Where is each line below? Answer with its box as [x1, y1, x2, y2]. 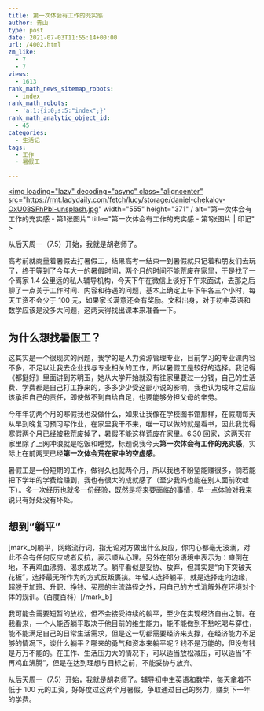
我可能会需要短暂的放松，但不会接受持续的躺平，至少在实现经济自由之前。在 [8, 609, 256, 618]
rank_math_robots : [8, 99, 68, 107]
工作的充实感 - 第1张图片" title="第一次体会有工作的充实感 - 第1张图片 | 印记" [8, 214, 255, 224]
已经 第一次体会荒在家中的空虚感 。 [49, 449, 159, 458]
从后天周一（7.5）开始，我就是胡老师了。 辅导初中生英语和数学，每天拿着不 [8, 675, 251, 684]
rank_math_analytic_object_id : [8, 114, 111, 122]
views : [8, 70, 30, 78]
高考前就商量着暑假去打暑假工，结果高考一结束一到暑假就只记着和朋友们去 [8, 256, 249, 266]
